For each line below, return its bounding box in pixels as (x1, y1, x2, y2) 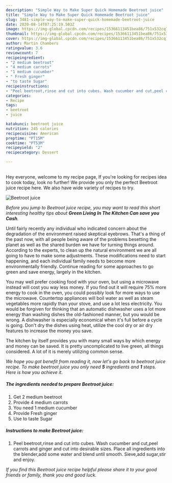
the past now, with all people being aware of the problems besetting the (6, 236, 157, 242)
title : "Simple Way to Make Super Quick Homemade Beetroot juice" (6, 12, 150, 17)
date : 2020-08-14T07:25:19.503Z (6, 21, 75, 27)
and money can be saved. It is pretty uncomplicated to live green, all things (6, 343, 164, 349)
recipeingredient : (6, 55, 45, 60)
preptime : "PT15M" (6, 136, 45, 141)
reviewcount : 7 (6, 50, 38, 55)
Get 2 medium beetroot (13, 393, 63, 400)
